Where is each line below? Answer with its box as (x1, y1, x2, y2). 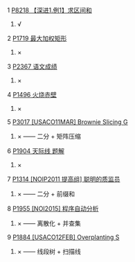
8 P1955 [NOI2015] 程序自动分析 (7, 204, 99, 213)
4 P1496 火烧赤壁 (7, 91, 57, 98)
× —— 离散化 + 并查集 (17, 219, 82, 227)
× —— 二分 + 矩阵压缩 (17, 132, 82, 140)
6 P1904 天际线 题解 (7, 147, 64, 155)
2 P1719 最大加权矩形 (7, 34, 67, 42)
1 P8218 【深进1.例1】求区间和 (7, 6, 92, 14)
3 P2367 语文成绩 (7, 62, 57, 71)
